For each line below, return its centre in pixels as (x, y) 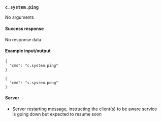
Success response (25, 29)
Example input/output (28, 51)
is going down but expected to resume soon (57, 114)
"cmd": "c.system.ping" (34, 65)
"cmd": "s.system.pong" (34, 83)
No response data (23, 39)
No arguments (20, 17)
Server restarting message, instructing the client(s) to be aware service (84, 109)
